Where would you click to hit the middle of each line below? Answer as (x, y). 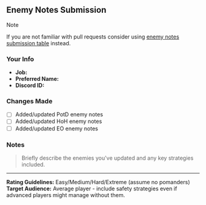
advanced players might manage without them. (66, 195)
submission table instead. (39, 43)
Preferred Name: (37, 79)
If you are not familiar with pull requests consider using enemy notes (93, 37)
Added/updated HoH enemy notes (59, 121)
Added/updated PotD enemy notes (59, 114)
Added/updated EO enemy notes (56, 129)
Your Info (20, 59)
